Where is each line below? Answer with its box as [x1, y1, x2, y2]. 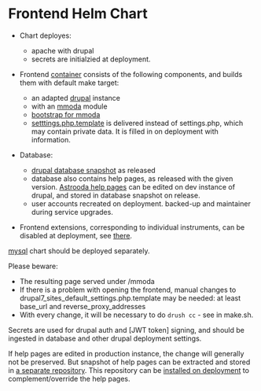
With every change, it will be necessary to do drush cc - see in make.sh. [19, 310, 254, 319]
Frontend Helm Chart [8, 5, 148, 23]
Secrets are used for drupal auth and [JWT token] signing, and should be [8, 325, 245, 334]
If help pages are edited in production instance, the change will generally [8, 349, 244, 358]
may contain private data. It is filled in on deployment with [31, 127, 219, 136]
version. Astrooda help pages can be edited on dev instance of [31, 182, 236, 191]
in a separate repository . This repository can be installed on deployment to [8, 365, 250, 374]
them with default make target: [19, 78, 119, 87]
